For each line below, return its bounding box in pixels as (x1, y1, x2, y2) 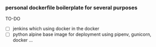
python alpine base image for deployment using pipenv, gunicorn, (12, 31, 152, 37)
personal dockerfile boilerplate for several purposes (5, 4, 138, 11)
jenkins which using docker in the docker (12, 26, 100, 32)
